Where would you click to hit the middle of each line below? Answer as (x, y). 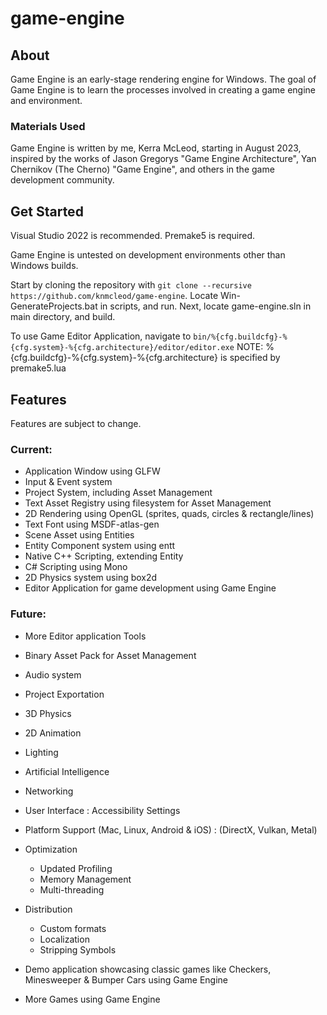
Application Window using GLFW (92, 471)
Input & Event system (68, 482)
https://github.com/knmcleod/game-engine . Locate (114, 296)
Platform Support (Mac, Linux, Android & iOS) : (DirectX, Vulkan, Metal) (171, 829)
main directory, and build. (63, 317)
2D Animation (53, 733)
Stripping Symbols (78, 949)
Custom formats (73, 928)
